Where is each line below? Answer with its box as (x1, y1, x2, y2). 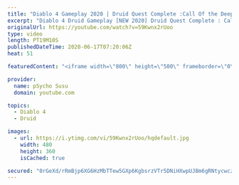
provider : (7, 75, 37, 83)
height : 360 (20, 147, 55, 155)
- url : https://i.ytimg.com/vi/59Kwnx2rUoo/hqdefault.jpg (14, 134, 190, 142)
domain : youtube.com (14, 89, 75, 96)
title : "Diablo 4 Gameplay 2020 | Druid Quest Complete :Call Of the (7, 10, 218, 18)
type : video (7, 30, 43, 38)
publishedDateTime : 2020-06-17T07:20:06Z (7, 43, 132, 51)
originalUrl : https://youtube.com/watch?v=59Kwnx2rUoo (7, 23, 174, 31)
